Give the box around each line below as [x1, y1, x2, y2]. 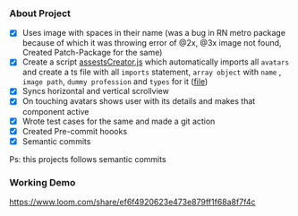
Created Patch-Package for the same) [21, 48, 163, 58]
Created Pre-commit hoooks [21, 125, 128, 136]
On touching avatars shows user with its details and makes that [21, 96, 256, 107]
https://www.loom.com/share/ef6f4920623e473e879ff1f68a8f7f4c [9, 196, 256, 208]
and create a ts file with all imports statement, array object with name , [21, 66, 282, 78]
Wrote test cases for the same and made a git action [21, 116, 216, 126]
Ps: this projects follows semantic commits [9, 153, 167, 164]
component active [21, 106, 89, 117]
